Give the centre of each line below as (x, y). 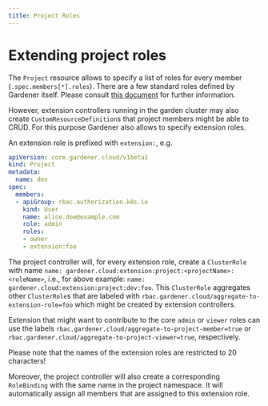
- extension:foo (50, 247)
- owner (35, 239)
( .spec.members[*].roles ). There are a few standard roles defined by (122, 86)
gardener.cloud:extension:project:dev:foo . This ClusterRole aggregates (129, 287)
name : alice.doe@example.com (71, 217)
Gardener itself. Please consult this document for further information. (122, 94)
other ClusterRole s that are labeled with (74, 295)
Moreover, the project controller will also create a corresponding (114, 376)
